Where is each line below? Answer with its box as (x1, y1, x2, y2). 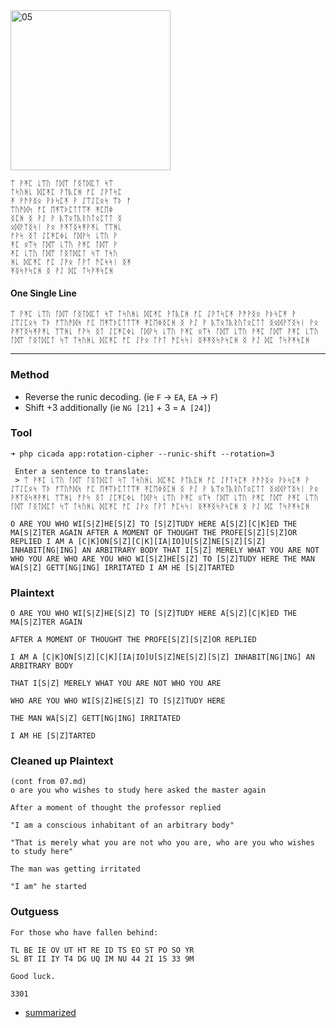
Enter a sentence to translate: (14, 466, 150, 476)
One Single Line (10, 287, 77, 299)
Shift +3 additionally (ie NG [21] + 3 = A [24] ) (24, 401, 212, 413)
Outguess (10, 905, 60, 919)
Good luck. (10, 971, 56, 981)
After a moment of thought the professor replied (10, 803, 222, 813)
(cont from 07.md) (10, 777, 87, 787)
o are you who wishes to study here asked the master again (10, 785, 267, 796)
